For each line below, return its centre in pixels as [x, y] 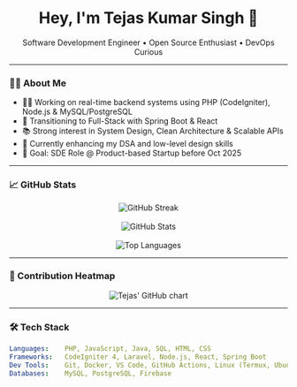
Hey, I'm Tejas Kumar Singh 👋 [148, 18]
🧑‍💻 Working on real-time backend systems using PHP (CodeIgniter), [146, 102]
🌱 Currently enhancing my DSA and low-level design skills [128, 144]
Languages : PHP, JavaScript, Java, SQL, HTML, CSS [110, 349]
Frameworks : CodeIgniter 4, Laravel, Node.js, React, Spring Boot [138, 357]
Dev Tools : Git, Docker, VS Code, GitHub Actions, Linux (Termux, [140, 365]
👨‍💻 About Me [38, 83]
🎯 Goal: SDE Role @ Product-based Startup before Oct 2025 [132, 153]
